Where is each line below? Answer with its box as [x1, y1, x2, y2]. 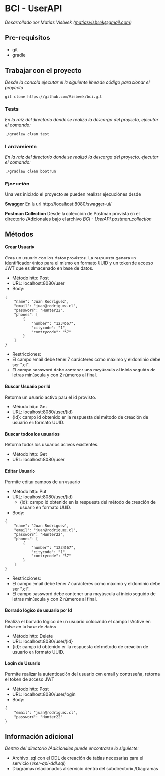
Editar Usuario [5, 468, 35, 474]
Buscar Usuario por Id [5, 383, 51, 389]
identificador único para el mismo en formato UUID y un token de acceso [5, 260, 154, 266]
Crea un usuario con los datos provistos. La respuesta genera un [5, 255, 136, 261]
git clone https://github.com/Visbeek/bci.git [5, 94, 102, 99]
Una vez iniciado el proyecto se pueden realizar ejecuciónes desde [5, 191, 141, 197]
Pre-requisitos [5, 34, 51, 42]
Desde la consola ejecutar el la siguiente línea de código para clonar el [5, 79, 150, 85]
